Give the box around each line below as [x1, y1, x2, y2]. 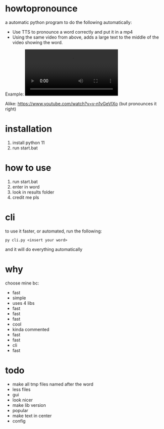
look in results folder [12, 189, 55, 195]
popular [12, 407, 29, 413]
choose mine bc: [5, 280, 40, 286]
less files [12, 386, 31, 392]
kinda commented [12, 326, 50, 332]
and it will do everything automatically [5, 246, 83, 252]
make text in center [12, 413, 52, 419]
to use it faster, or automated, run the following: [5, 228, 103, 234]
